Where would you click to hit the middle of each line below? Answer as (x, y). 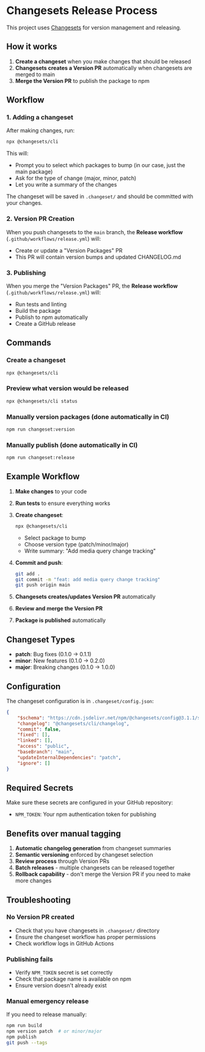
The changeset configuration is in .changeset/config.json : (80, 701)
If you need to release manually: (47, 1014)
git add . (28, 574)
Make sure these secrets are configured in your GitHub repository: (90, 803)
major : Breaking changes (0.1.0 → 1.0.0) (65, 667)
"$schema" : (31, 718)
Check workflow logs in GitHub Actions (64, 943)
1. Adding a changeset (40, 118)
